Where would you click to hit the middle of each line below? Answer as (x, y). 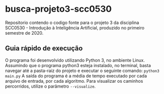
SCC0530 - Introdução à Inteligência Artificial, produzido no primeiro (75, 27)
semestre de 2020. (24, 33)
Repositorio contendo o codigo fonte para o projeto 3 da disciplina (72, 23)
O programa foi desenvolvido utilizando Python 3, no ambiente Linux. (75, 60)
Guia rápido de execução (44, 48)
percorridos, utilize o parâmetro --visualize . (50, 86)
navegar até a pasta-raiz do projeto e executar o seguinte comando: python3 (82, 70)
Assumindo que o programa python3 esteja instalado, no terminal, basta (78, 65)
